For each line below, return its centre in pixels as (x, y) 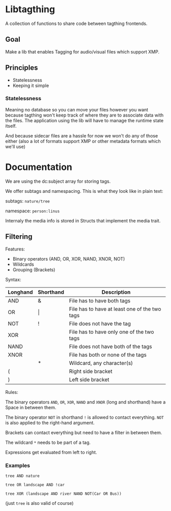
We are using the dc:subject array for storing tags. (58, 181)
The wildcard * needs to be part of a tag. (48, 442)
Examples (18, 465)
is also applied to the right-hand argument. (50, 422)
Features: (15, 249)
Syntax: (13, 279)
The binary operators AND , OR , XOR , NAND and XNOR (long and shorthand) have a (85, 402)
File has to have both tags (100, 300)
